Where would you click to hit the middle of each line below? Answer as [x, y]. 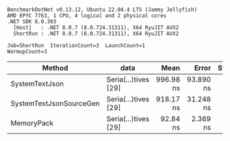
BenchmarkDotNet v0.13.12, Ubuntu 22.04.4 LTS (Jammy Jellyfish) [102, 10]
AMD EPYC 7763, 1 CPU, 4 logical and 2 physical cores [87, 16]
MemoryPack [32, 123]
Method [55, 68]
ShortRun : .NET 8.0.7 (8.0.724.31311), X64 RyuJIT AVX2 [96, 34]
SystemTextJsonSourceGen [55, 103]
